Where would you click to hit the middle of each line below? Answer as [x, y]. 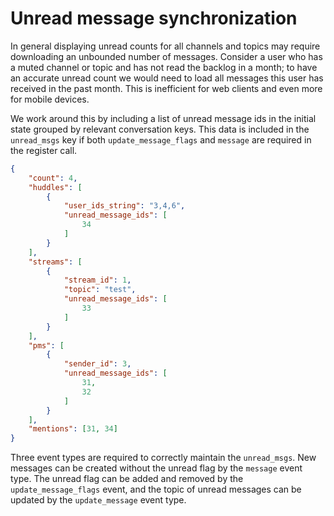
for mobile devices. [50, 99]
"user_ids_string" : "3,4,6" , [124, 206]
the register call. [44, 150]
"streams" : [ [55, 262]
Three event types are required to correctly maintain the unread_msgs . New [163, 458]
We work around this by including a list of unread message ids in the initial [163, 118]
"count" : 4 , [53, 178]
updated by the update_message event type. [98, 500]
